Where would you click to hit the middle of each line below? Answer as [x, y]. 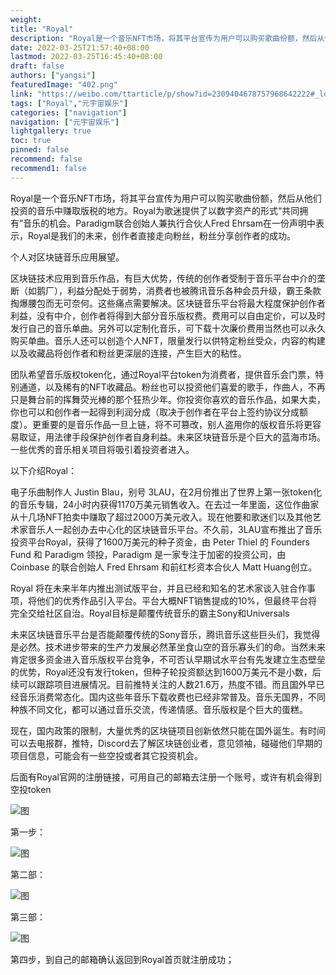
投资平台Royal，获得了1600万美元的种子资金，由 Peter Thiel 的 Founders [160, 542]
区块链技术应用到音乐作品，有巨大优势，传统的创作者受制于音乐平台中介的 [163, 278]
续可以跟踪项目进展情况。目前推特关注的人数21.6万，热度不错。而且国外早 [163, 684]
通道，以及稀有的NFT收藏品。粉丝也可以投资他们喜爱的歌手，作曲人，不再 [172, 387]
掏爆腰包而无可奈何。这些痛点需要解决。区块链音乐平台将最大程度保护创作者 [168, 303]
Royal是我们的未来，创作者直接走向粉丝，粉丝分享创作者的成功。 [161, 235]
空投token [31, 789]
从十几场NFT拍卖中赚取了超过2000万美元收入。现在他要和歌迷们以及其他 [161, 517]
